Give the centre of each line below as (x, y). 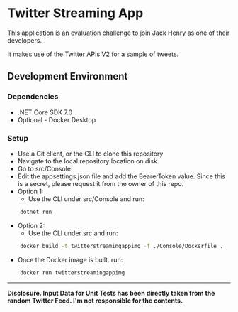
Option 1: (30, 191)
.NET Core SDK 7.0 (45, 112)
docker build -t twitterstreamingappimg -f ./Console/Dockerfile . (121, 246)
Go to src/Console (44, 168)
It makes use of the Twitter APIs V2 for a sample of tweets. (93, 54)
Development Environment (68, 76)
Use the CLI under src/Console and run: (86, 199)
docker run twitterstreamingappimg (73, 273)
